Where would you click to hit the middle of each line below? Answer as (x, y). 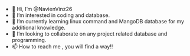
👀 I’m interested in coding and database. (61, 15)
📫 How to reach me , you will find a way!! (62, 46)
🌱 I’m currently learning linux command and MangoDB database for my (98, 21)
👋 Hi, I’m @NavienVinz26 (42, 9)
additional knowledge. (39, 27)
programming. (29, 40)
